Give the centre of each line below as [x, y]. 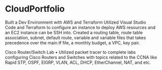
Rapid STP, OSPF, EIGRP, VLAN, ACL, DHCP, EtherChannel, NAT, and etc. [78, 62]
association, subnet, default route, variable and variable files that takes [75, 38]
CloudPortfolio [35, 9]
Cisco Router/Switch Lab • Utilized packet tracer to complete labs [71, 52]
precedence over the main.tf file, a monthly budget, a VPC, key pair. [73, 42]
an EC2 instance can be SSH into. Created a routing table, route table [74, 32]
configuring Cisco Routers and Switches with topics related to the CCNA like [81, 57]
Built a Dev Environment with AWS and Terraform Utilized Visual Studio [76, 22]
